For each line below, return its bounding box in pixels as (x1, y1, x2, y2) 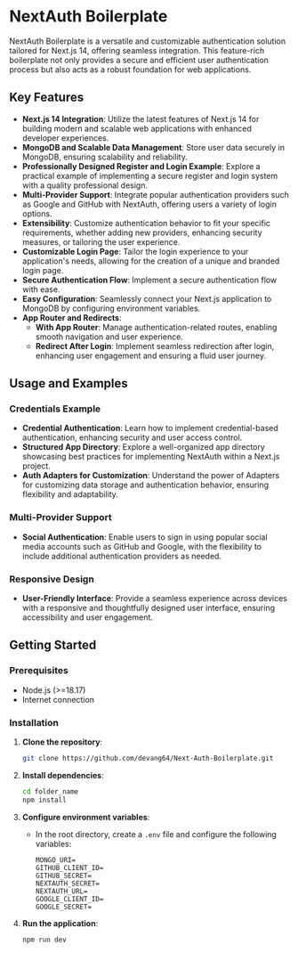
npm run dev (21, 935, 67, 944)
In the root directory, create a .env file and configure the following (35, 828, 278, 839)
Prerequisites (9, 664, 68, 677)
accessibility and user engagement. (21, 612, 154, 623)
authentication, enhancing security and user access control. (21, 432, 243, 443)
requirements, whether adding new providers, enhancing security (21, 227, 262, 238)
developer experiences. (21, 132, 109, 143)
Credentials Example (9, 403, 101, 415)
